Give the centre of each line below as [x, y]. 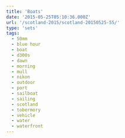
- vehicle [23, 115]
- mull [19, 72]
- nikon [21, 77]
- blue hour [26, 45]
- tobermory [26, 110]
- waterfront [27, 126]
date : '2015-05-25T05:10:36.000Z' [49, 17]
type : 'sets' [22, 28]
